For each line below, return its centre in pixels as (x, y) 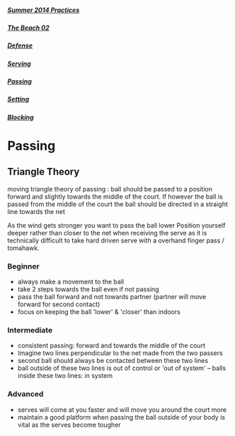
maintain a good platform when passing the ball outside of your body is (121, 417)
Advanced (25, 394)
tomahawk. (24, 247)
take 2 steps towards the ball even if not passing (88, 289)
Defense (20, 45)
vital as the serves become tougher (69, 425)
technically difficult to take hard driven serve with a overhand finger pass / (116, 240)
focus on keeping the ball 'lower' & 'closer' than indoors (99, 312)
